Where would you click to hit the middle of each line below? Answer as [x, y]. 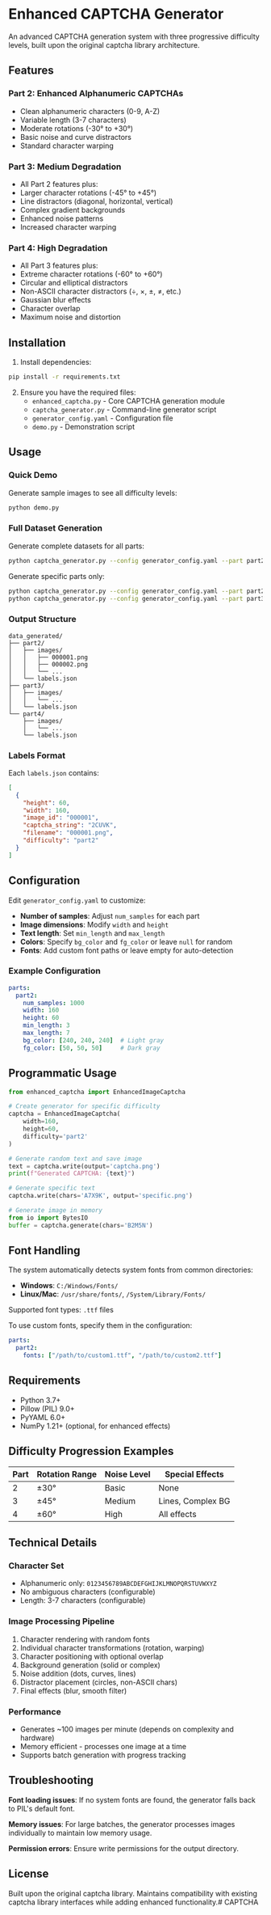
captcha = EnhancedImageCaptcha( [65, 1114]
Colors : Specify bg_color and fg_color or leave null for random [126, 941]
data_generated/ [35, 636]
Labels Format [37, 755]
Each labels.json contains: [54, 772]
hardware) [37, 1738]
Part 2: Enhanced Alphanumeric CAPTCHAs [96, 94]
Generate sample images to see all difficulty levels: [93, 492]
